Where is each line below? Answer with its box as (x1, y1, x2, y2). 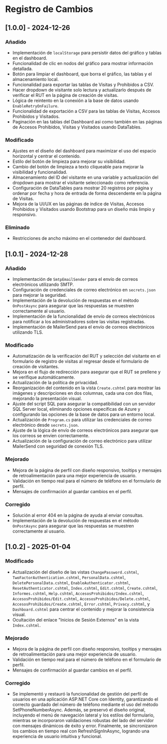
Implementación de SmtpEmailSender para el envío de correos (12, 276, 138, 282)
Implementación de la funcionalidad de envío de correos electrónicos (12, 313, 155, 319)
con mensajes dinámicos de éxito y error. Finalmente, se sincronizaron (12, 723, 158, 729)
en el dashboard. (12, 55, 47, 61)
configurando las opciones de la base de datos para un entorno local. (12, 411, 156, 418)
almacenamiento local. (12, 76, 59, 82)
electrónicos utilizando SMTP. (12, 281, 74, 288)
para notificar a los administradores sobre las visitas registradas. (12, 319, 146, 325)
